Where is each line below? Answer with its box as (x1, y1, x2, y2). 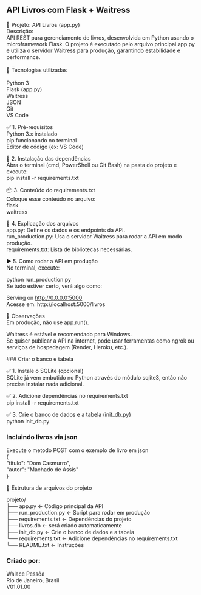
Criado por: (6, 557, 41, 565)
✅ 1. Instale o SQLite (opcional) (6, 367, 84, 374)
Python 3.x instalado (6, 130, 58, 137)
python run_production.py (6, 276, 72, 283)
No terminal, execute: (6, 264, 60, 271)
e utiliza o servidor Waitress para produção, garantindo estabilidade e (6, 47, 181, 54)
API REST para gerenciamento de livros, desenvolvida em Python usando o (6, 33, 194, 41)
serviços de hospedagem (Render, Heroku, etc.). (6, 343, 129, 350)
